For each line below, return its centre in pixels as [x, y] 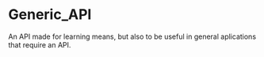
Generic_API [50, 15]
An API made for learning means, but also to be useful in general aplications [132, 36]
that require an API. [40, 44]
